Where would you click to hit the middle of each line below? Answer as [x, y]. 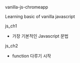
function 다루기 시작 [31, 56]
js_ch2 [11, 46]
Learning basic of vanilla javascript [40, 16]
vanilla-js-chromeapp [27, 7]
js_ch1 [11, 26]
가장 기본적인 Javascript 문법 [40, 36]
